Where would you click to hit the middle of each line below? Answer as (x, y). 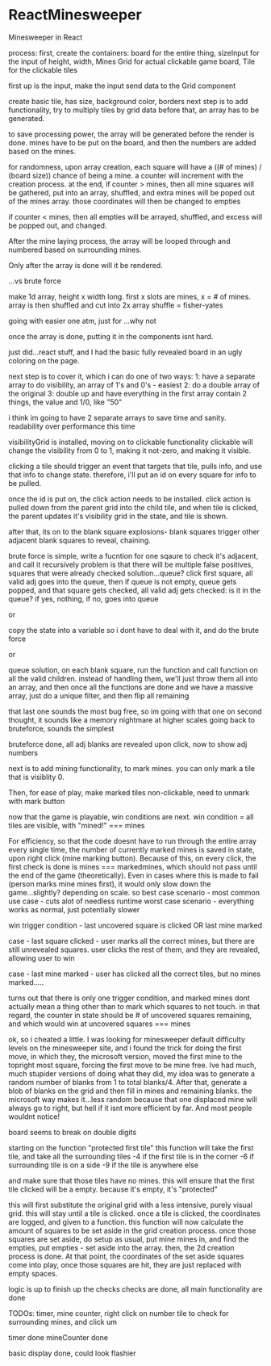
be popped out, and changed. (58, 225)
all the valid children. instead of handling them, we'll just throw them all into (133, 678)
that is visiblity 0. (36, 777)
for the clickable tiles (43, 69)
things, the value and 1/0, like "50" (65, 402)
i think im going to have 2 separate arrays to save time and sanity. (117, 417)
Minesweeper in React (46, 37)
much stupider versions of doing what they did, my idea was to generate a (132, 1073)
